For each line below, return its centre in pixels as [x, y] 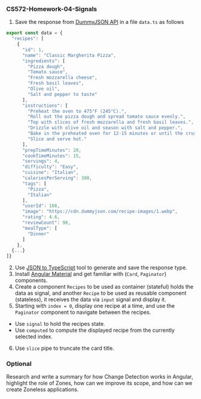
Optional [19, 364]
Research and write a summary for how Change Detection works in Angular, [100, 377]
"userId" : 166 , [41, 206]
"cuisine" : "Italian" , [50, 173]
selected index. [33, 337]
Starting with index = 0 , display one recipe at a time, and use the [95, 306]
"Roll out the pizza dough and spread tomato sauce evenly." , [107, 117]
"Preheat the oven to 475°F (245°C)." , [77, 111]
